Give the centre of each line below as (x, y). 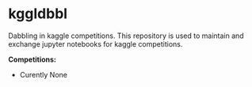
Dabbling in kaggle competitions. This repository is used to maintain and (126, 36)
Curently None (43, 74)
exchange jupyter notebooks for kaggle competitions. (95, 43)
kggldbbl (38, 14)
